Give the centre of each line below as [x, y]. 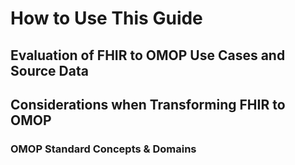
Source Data [49, 70]
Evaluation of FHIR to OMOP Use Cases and [148, 55]
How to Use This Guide [106, 18]
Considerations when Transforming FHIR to [148, 104]
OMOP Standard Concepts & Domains [103, 149]
